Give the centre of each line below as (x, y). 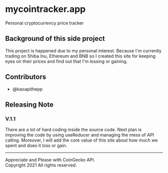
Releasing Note (29, 104)
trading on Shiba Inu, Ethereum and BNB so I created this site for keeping (80, 56)
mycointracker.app (45, 9)
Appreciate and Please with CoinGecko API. (50, 160)
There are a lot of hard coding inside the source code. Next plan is (73, 130)
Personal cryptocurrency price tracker (44, 23)
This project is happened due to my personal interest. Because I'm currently (83, 50)
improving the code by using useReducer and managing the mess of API (80, 135)
